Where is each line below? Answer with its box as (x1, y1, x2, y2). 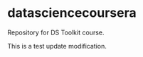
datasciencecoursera (7, 5, 137, 21)
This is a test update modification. (7, 42, 107, 50)
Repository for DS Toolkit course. (7, 28, 105, 37)
